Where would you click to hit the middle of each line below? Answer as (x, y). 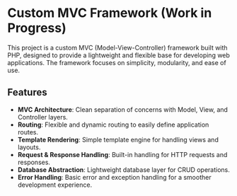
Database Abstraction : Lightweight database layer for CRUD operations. (123, 169)
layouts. (29, 147)
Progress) (37, 28)
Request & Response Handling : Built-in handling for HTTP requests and (122, 154)
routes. (28, 132)
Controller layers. (43, 117)
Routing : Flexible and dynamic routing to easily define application (113, 125)
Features (27, 92)
